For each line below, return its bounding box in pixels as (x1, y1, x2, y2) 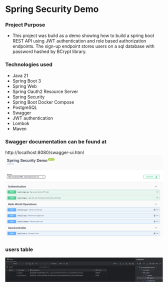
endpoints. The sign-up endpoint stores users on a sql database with (12, 43, 155, 49)
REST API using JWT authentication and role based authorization (12, 38, 146, 44)
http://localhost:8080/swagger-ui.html (5, 149, 84, 155)
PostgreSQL (12, 104, 37, 110)
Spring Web (12, 83, 37, 89)
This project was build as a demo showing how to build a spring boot (12, 32, 154, 38)
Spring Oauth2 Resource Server (12, 88, 78, 94)
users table (5, 246, 33, 253)
